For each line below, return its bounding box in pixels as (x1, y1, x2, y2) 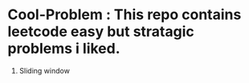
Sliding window (18, 65, 70, 75)
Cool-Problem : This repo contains (7, 6, 242, 24)
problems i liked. (7, 40, 121, 57)
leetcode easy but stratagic (7, 22, 194, 41)
